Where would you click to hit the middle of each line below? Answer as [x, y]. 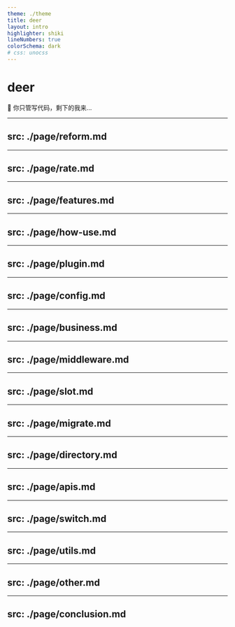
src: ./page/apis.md [51, 487]
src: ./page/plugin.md [56, 264]
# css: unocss [28, 53]
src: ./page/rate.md [51, 169]
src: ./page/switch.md [57, 519]
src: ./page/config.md [57, 296]
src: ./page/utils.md [52, 550]
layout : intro [28, 27]
